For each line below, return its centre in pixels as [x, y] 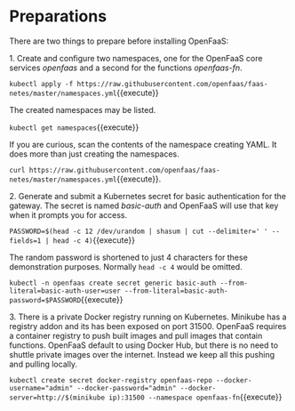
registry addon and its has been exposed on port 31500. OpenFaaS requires [148, 326]
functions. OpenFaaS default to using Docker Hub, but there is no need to [144, 345]
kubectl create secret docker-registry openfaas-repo [111, 380]
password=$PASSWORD [45, 300]
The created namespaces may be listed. [83, 109]
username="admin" [41, 388]
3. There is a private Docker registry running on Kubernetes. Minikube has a [148, 317]
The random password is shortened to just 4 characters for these [129, 257]
